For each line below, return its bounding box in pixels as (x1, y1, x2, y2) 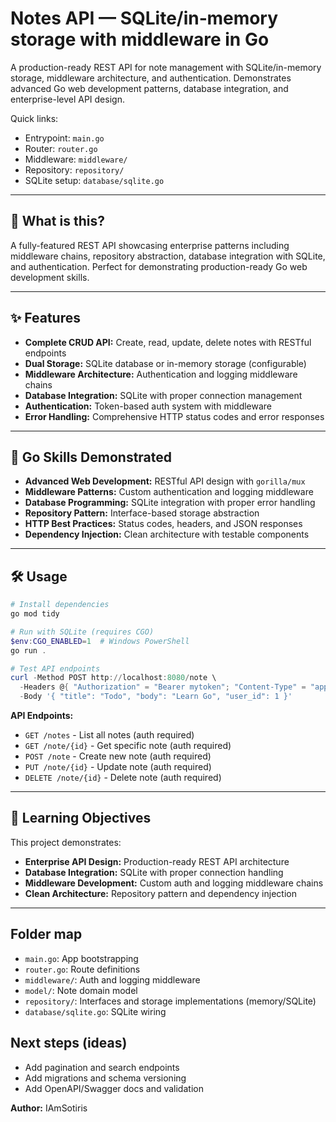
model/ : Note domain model (24, 984, 138, 996)
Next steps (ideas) (10, 1035, 128, 1052)
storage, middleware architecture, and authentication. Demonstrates (10, 72, 292, 84)
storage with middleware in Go (10, 28, 270, 51)
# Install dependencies (10, 600, 110, 610)
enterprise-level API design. (10, 93, 125, 105)
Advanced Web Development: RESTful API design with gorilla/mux (24, 475, 306, 487)
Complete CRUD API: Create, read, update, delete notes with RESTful (24, 336, 312, 348)
